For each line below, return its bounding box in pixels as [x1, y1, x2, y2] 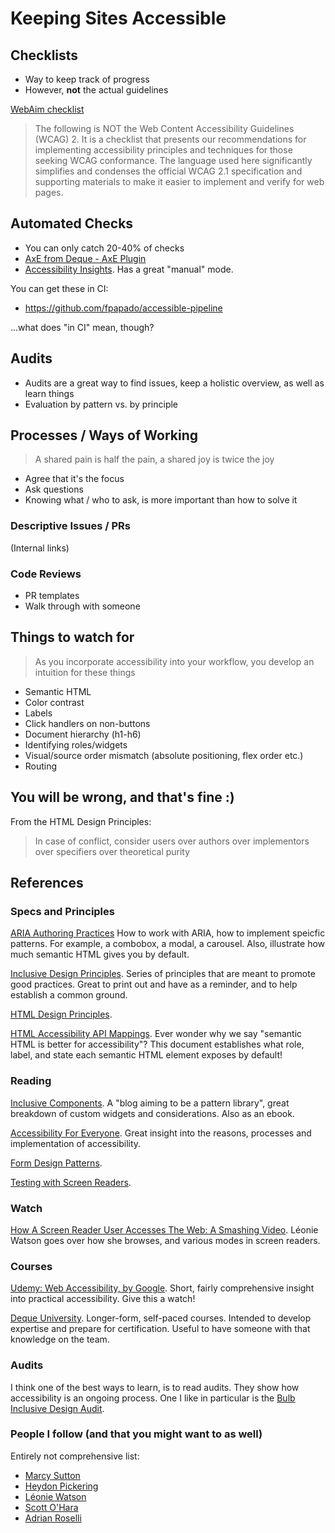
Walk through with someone [24, 600, 141, 612]
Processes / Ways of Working [10, 427, 198, 444]
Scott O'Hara [24, 1501, 79, 1513]
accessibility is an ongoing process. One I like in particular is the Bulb [10, 1392, 296, 1404]
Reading [10, 1074, 52, 1088]
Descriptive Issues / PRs [10, 519, 131, 533]
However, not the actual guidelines [24, 84, 169, 96]
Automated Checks [10, 215, 134, 232]
